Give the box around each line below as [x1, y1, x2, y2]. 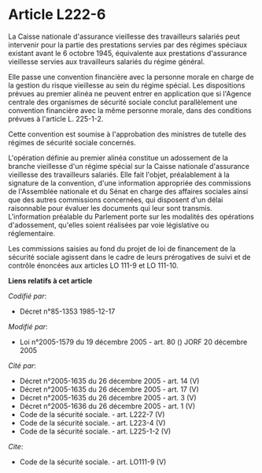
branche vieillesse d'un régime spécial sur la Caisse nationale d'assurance [8, 161, 250, 171]
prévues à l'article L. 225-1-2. [8, 114, 104, 123]
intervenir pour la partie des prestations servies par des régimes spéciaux [8, 39, 248, 49]
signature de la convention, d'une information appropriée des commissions [8, 178, 252, 187]
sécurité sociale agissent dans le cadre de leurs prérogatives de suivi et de [8, 252, 251, 261]
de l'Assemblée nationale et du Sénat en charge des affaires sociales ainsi [8, 186, 249, 196]
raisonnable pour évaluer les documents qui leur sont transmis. [8, 203, 212, 212]
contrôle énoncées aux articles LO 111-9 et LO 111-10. [8, 261, 179, 270]
